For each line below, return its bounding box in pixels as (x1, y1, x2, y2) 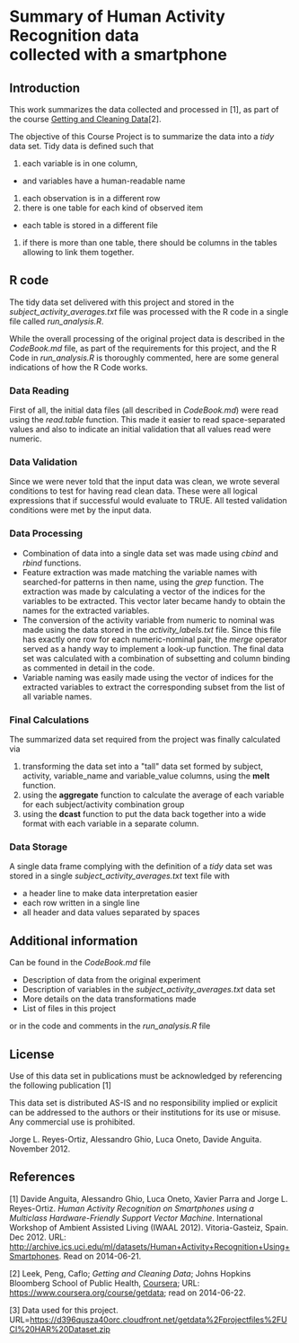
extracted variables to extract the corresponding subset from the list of (22, 681, 286, 692)
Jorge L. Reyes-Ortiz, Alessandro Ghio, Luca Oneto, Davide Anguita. (9, 1134, 262, 1144)
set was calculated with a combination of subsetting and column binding (22, 653, 291, 663)
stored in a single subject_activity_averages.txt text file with (9, 870, 231, 882)
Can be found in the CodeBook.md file (9, 957, 151, 968)
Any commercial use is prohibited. (9, 1116, 136, 1127)
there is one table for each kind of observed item (22, 202, 204, 213)
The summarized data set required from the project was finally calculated (9, 734, 281, 744)
